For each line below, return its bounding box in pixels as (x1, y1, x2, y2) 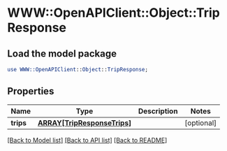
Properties (7, 85, 54, 97)
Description (138, 106, 178, 116)
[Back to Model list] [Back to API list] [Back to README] (7, 136, 168, 144)
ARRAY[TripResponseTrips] (37, 117, 131, 127)
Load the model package (7, 48, 117, 59)
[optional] (184, 117, 217, 127)
